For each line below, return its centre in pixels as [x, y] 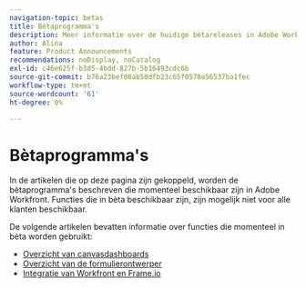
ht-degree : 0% [36, 102]
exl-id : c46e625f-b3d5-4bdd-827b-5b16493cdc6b [99, 69]
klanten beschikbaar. [49, 209]
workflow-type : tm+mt [51, 85]
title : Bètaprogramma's [55, 26]
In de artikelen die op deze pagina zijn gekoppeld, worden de [124, 180]
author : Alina [36, 43]
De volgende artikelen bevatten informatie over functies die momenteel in [147, 227]
